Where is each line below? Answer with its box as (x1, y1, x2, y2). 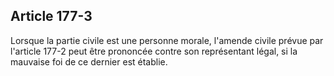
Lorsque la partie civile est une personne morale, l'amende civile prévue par (10, 34, 324, 46)
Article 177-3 (10, 8, 93, 25)
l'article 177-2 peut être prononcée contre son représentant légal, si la (10, 45, 298, 57)
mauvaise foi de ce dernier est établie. (10, 55, 168, 68)
